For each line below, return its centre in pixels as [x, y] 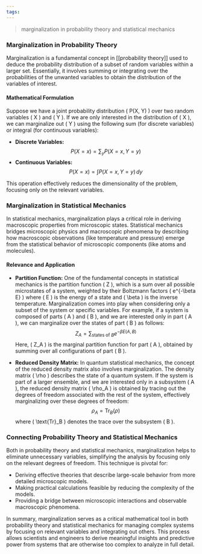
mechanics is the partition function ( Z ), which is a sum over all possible [105, 284]
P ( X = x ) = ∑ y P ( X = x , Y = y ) [106, 152]
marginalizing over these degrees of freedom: [72, 401]
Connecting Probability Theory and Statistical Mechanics [92, 437]
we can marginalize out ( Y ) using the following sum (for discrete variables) [100, 124]
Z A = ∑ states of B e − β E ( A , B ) [106, 334]
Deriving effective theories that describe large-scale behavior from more [105, 475]
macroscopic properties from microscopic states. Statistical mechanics [95, 225]
